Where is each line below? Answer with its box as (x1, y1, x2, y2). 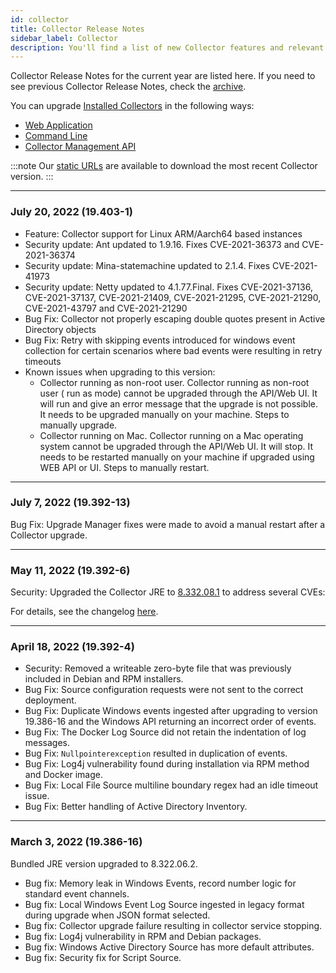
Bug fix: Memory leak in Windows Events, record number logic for (24, 877, 297, 889)
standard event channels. (24, 887, 130, 900)
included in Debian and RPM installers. (24, 673, 184, 685)
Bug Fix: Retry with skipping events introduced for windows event (24, 334, 296, 346)
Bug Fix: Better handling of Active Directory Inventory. (24, 801, 248, 813)
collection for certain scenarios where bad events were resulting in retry (24, 344, 323, 356)
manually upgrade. (39, 419, 118, 431)
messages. (24, 737, 71, 749)
